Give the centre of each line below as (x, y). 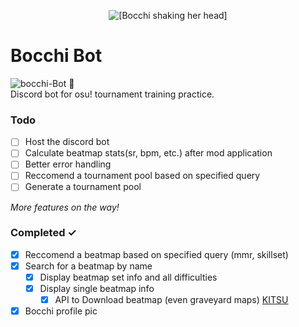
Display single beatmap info (97, 289)
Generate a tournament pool (83, 187)
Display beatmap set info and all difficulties (128, 277)
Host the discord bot (67, 142)
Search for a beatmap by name (88, 266)
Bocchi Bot (56, 56)
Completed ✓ (43, 233)
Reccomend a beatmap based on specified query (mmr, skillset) (156, 254)
